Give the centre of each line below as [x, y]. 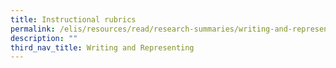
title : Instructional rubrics [73, 19]
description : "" [44, 38]
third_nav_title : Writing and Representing [102, 47]
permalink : [33, 29]
